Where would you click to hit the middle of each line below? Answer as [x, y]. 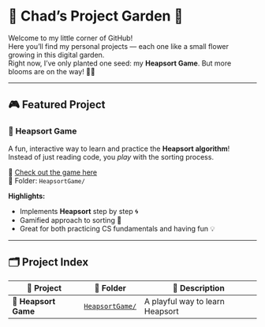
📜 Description [198, 288]
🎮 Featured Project [57, 105]
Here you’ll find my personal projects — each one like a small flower [119, 46]
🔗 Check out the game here [53, 172]
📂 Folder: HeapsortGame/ [47, 180]
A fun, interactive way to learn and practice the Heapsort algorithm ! [119, 148]
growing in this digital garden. [56, 54]
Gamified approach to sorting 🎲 [71, 220]
